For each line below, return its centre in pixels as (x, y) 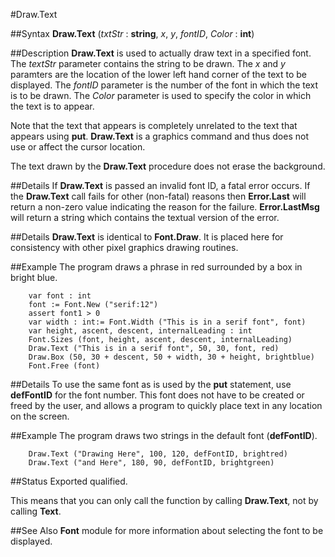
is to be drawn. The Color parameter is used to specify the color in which (161, 95)
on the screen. (40, 416)
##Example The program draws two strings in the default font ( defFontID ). (164, 435)
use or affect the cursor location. (78, 147)
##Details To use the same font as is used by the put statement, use (151, 384)
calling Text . (36, 511)
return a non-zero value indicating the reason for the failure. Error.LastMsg (165, 207)
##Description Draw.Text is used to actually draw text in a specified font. (161, 53)
